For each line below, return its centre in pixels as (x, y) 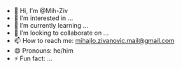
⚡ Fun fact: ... (33, 58)
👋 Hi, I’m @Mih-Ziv (41, 11)
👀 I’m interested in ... (43, 18)
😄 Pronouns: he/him (43, 51)
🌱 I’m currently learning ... (51, 25)
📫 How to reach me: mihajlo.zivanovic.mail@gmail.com (94, 41)
